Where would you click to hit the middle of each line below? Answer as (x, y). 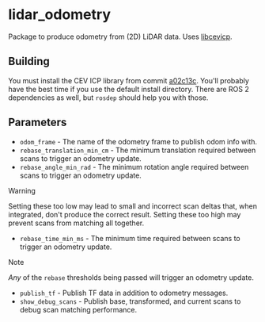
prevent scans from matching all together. (76, 223)
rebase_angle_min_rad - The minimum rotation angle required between (134, 167)
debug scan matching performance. (78, 309)
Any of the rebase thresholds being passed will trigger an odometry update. (131, 277)
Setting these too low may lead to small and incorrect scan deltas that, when (132, 206)
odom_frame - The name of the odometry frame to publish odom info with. (138, 141)
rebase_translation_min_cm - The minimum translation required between (138, 150)
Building (29, 61)
